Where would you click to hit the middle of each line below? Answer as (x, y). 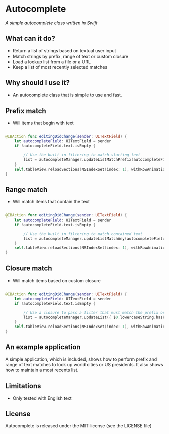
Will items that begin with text (43, 123)
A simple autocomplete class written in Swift (51, 23)
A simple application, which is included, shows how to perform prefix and (81, 359)
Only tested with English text (42, 398)
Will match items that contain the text (51, 202)
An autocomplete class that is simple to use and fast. (67, 95)
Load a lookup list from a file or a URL (52, 62)
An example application (43, 347)
